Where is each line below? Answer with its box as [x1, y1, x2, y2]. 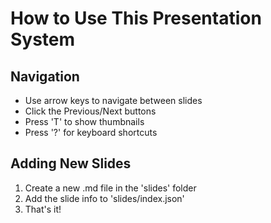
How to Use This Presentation [10, 7, 262, 30]
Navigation [10, 68, 80, 85]
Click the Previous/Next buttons [24, 105, 157, 117]
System [10, 28, 76, 51]
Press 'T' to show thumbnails [24, 116, 145, 127]
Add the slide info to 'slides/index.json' [24, 192, 185, 204]
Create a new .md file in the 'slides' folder [24, 182, 197, 194]
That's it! [24, 203, 62, 215]
